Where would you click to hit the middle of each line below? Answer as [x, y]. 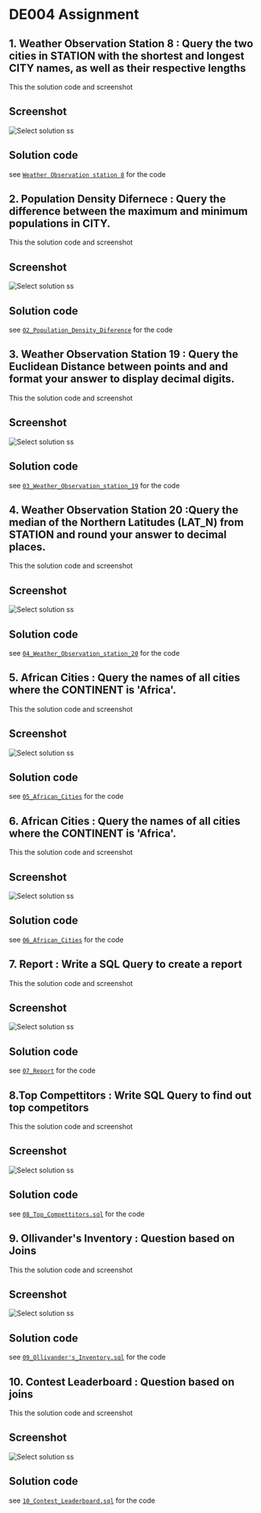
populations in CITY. [60, 224]
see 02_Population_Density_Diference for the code [91, 330]
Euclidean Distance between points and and [118, 367]
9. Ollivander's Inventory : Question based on [122, 1239]
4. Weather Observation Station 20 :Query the [123, 510]
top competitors [49, 1108]
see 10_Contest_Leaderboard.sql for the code [82, 1500]
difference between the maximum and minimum [129, 211]
